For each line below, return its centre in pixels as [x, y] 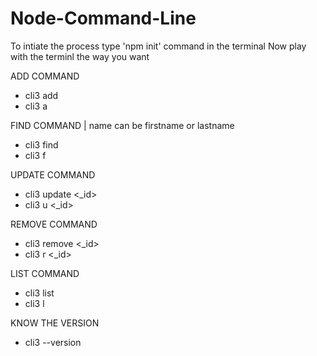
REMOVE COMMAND [54, 224]
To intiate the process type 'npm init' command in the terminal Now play [158, 46]
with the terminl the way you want [80, 56]
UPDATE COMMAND [53, 174]
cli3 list [39, 293]
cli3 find [41, 144]
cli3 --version [53, 342]
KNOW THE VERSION [55, 323]
